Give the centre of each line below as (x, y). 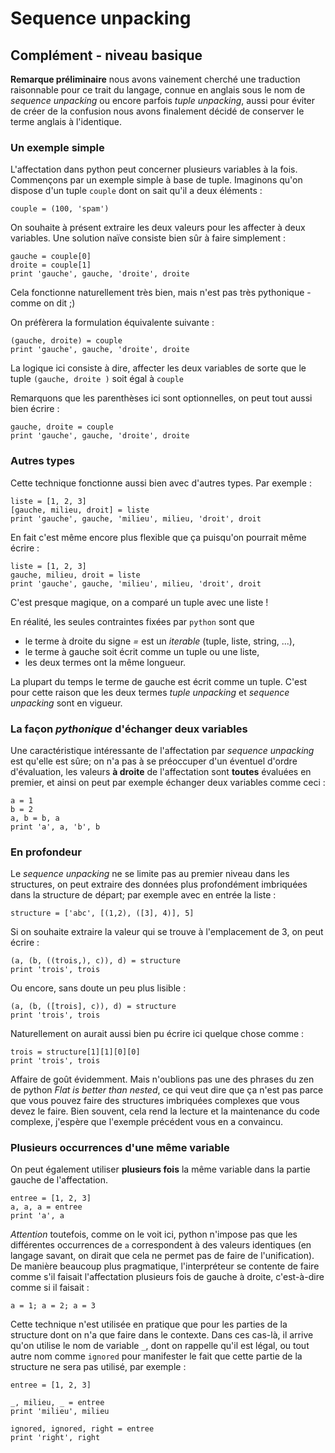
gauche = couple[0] (51, 257)
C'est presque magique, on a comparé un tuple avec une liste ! (139, 602)
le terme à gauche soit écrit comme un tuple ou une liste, (142, 651)
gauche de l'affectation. (59, 1180)
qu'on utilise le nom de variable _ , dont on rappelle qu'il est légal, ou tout (160, 1346)
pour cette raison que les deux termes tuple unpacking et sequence (150, 692)
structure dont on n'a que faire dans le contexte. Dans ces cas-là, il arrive (162, 1335)
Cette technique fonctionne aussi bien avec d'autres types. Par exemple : (161, 483)
